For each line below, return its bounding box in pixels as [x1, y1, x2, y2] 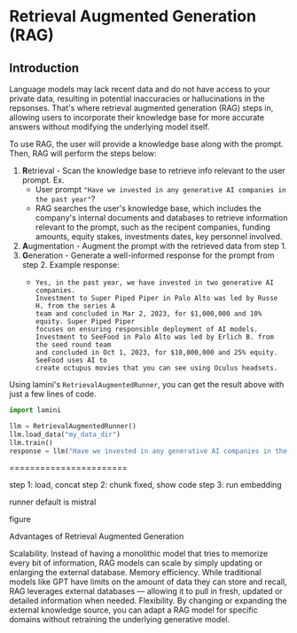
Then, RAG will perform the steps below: [9, 148, 157, 159]
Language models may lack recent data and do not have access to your [9, 84, 270, 94]
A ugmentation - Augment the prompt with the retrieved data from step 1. [21, 241, 287, 251]
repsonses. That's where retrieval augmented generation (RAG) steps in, [9, 103, 274, 113]
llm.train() [9, 438, 53, 447]
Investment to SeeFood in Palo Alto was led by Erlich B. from [35, 332, 275, 341]
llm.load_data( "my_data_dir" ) [9, 430, 121, 439]
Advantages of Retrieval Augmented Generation [9, 531, 184, 542]
